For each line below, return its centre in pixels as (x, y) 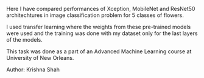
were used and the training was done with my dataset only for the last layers (102, 33)
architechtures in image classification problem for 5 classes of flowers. (95, 15)
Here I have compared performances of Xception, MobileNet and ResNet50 (101, 9)
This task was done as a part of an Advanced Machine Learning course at (99, 51)
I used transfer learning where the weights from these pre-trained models (99, 27)
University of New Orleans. (40, 58)
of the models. (24, 40)
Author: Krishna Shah (33, 70)
